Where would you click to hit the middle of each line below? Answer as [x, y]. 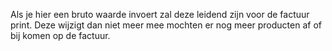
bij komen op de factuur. [60, 35]
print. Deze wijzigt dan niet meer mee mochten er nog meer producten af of [166, 25]
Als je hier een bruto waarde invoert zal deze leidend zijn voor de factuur [160, 14]
